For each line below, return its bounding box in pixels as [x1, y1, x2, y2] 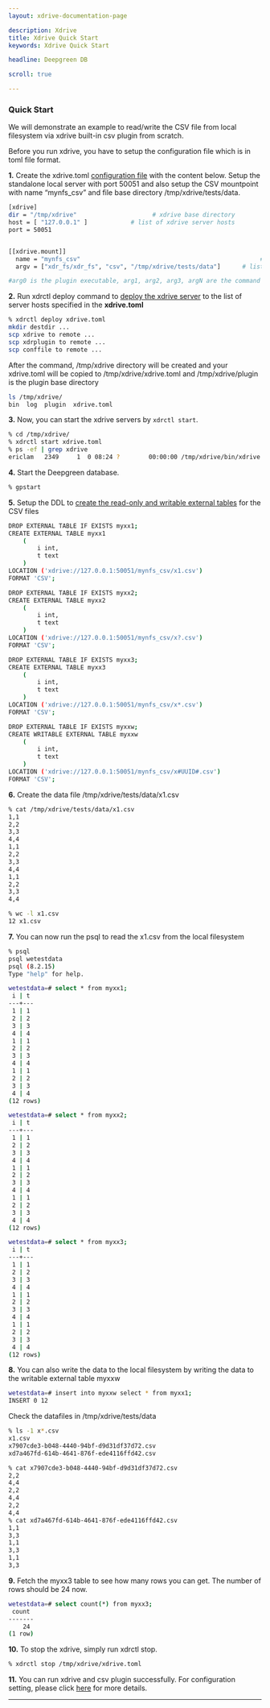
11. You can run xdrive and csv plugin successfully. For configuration [8, 1675, 235, 1685]
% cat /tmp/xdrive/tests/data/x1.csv [8, 805, 135, 814]
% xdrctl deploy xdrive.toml [8, 316, 106, 324]
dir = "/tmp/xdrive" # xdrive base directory [8, 211, 235, 219]
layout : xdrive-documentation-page [8, 11, 128, 20]
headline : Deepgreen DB [8, 56, 88, 64]
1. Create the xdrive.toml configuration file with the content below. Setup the [8, 171, 261, 180]
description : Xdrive [8, 26, 78, 35]
